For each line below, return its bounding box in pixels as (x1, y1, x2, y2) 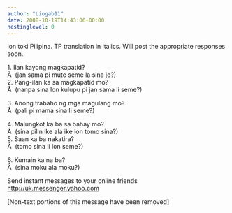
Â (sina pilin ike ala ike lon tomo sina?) (7, 127, 119, 136)
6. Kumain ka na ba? (7, 156, 66, 164)
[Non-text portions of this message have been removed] (7, 198, 170, 206)
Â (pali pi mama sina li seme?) (7, 106, 95, 115)
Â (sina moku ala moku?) (7, 163, 80, 172)
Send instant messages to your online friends (7, 177, 138, 185)
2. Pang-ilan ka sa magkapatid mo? (7, 78, 109, 87)
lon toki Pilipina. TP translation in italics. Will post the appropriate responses (7, 43, 226, 51)
